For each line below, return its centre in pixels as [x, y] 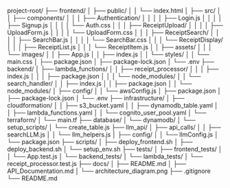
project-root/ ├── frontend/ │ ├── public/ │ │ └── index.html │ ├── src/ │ [114, 11]
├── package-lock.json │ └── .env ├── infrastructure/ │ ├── [96, 98]
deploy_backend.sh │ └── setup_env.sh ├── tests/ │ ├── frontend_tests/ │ [115, 149]
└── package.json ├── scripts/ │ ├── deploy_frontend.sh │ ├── [100, 142]
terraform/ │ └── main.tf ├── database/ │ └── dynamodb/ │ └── [101, 120]
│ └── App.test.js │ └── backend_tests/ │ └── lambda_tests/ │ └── [105, 156]
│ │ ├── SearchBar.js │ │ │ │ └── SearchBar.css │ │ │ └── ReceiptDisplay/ [115, 40]
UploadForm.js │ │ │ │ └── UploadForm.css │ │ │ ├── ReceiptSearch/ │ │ [113, 32]
